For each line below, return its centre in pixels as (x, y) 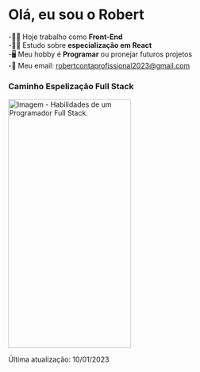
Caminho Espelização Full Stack (71, 86)
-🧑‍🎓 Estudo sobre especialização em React (80, 45)
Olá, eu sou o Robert (76, 15)
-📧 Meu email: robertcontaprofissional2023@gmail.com (99, 65)
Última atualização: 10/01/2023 (59, 359)
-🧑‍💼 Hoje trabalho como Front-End (65, 37)
